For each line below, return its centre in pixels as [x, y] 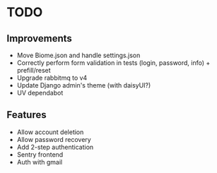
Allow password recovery [54, 139]
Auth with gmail [40, 162]
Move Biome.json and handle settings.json [78, 55]
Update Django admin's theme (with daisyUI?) [84, 85]
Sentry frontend [40, 154]
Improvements [39, 38]
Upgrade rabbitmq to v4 [52, 78]
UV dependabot [40, 93]
